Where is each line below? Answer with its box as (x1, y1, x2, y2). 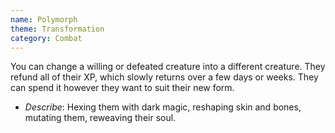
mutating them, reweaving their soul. (24, 112, 177, 124)
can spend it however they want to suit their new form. (10, 82, 235, 94)
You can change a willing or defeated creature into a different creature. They (10, 61, 326, 73)
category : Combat (10, 33, 83, 43)
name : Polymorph (10, 14, 78, 25)
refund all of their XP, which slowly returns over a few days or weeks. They (10, 71, 319, 83)
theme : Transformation (10, 24, 105, 34)
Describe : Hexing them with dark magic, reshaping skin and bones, (24, 101, 302, 113)
